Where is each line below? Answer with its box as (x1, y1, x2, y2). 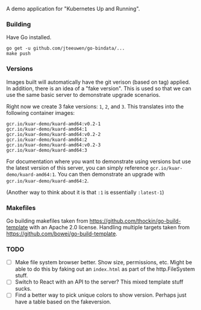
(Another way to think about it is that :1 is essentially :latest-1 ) (6, 188, 164, 196)
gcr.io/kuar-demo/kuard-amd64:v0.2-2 (6, 131, 101, 137)
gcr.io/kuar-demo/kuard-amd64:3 (6, 147, 87, 153)
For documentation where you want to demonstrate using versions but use (6, 158, 191, 165)
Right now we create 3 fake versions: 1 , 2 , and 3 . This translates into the (6, 102, 184, 110)
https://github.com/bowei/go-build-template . (6, 230, 117, 237)
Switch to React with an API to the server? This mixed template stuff (14, 278, 184, 285)
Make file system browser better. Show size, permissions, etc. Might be (14, 259, 193, 266)
